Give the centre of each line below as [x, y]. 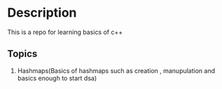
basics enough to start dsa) [57, 78]
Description [42, 13]
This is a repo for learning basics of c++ [65, 32]
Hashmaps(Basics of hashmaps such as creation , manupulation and [116, 70]
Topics [22, 54]
